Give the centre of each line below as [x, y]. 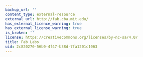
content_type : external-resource [40, 14]
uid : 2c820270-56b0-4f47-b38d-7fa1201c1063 [51, 47]
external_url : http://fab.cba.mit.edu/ [47, 19]
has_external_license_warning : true [43, 28]
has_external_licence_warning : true [43, 24]
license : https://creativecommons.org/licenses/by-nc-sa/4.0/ [71, 38]
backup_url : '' [21, 10]
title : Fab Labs [22, 42]
